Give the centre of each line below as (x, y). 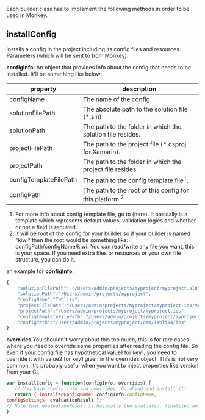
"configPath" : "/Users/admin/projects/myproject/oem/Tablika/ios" (102, 322)
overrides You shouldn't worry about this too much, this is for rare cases (98, 340)
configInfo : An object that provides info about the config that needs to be (99, 67)
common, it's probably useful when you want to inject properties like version (103, 366)
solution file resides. (112, 134)
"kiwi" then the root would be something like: (72, 240)
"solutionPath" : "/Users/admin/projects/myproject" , (84, 294)
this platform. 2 (103, 199)
